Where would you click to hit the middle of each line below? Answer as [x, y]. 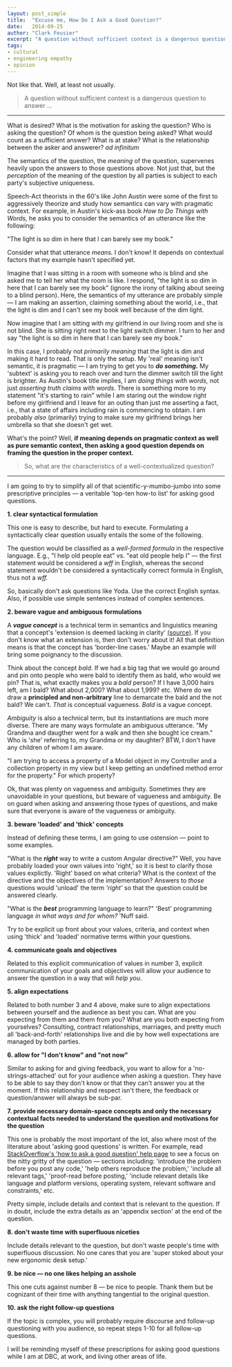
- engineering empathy [40, 59]
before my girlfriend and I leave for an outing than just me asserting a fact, [113, 402]
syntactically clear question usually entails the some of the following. [105, 535]
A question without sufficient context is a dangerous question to [115, 98]
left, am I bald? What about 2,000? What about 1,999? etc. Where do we [109, 690]
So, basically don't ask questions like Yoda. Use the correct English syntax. [114, 591]
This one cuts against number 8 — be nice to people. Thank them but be [110, 1287]
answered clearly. [32, 895]
